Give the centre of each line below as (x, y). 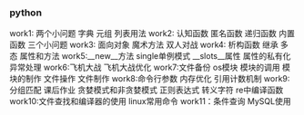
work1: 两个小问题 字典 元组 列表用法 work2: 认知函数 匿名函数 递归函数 (143, 34)
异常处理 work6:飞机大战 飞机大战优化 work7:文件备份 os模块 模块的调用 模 (150, 67)
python (26, 13)
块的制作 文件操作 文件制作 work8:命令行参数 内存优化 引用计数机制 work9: (150, 79)
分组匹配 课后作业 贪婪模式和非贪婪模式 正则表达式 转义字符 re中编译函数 (147, 90)
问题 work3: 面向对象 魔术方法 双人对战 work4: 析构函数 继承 (165, 45)
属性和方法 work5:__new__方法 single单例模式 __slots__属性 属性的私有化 (155, 56)
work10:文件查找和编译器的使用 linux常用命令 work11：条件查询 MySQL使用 (150, 101)
